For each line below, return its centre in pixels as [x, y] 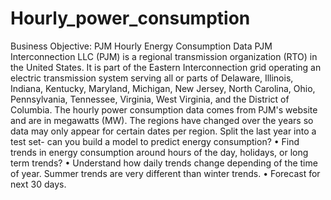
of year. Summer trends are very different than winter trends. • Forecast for [165, 173]
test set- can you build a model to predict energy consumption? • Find [155, 141]
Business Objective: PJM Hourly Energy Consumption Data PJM [141, 46]
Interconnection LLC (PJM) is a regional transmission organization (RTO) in [164, 56]
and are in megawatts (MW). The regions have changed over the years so [162, 120]
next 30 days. [38, 184]
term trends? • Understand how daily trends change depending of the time [164, 163]
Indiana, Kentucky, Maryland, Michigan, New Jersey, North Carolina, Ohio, [163, 88]
